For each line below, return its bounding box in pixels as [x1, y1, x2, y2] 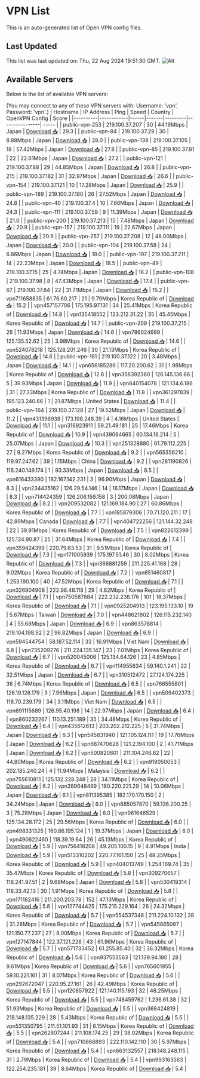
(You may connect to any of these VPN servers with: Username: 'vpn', [6, 102, 179, 109]
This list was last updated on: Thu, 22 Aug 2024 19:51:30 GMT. [6, 57, 161, 64]
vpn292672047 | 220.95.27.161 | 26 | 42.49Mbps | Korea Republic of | [6, 980, 178, 987]
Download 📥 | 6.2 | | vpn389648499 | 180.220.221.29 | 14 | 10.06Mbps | [6, 782, 184, 790]
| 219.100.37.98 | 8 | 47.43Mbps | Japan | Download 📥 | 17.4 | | [6, 277, 159, 284]
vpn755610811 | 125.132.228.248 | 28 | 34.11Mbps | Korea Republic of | [6, 775, 179, 783]
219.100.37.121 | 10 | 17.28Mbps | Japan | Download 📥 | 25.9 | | [30, 181, 184, 189]
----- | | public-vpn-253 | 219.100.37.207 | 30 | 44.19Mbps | [42, 121, 188, 128]
